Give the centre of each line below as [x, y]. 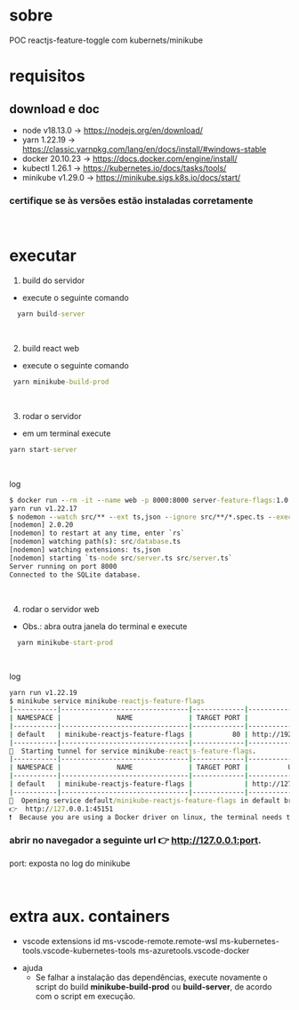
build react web [51, 349]
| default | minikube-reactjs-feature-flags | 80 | [129, 734]
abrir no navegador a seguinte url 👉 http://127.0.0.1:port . [135, 840]
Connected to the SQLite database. [75, 575]
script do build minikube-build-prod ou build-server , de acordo [154, 986]
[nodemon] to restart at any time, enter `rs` [97, 533]
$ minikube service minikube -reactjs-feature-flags [107, 701]
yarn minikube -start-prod [65, 642]
